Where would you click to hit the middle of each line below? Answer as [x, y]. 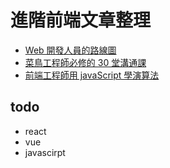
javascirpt [45, 152]
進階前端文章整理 [81, 20]
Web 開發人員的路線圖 [70, 50]
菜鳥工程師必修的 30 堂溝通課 [85, 62]
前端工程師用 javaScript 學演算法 [92, 75]
